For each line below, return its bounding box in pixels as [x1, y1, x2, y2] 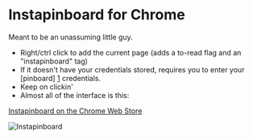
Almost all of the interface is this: [19, 90, 130, 100]
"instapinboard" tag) [19, 56, 89, 66]
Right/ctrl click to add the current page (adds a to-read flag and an [19, 47, 242, 57]
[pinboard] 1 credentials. [19, 73, 102, 83]
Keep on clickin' [19, 82, 74, 92]
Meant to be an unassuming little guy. [8, 32, 133, 42]
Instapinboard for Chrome [8, 6, 185, 24]
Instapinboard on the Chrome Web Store [8, 106, 143, 116]
